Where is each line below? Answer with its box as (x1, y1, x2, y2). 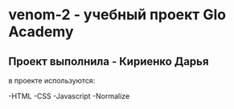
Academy (8, 22, 74, 41)
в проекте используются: (8, 76, 96, 85)
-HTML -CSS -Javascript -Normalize (8, 91, 130, 101)
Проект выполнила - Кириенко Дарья (8, 54, 209, 68)
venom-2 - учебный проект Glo (8, 6, 227, 24)
